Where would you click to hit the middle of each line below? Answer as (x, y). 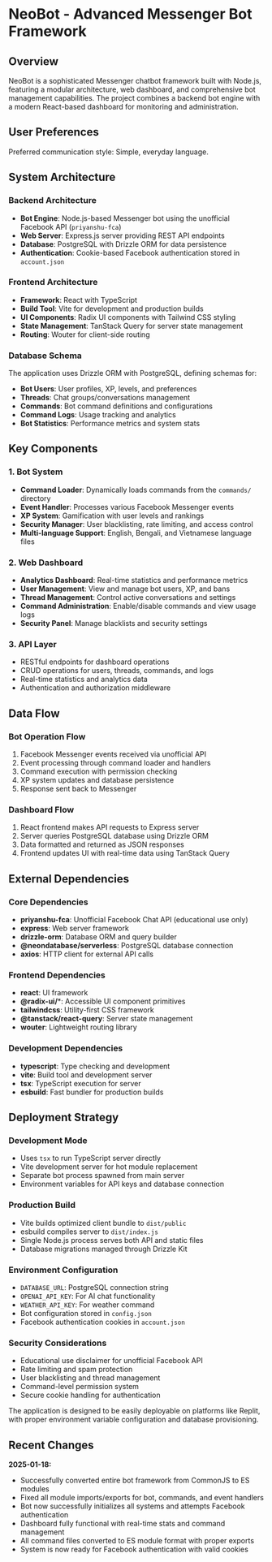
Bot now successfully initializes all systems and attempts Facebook (132, 1506)
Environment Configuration (63, 1270)
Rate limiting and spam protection (76, 1370)
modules (35, 1489)
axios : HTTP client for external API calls (87, 954)
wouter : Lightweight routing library (79, 1027)
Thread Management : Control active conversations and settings (128, 598)
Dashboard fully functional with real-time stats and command (123, 1524)
